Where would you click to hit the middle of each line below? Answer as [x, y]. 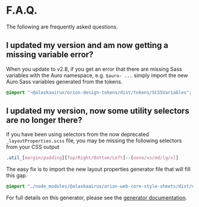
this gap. [17, 176]
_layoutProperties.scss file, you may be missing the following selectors [94, 141]
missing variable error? [50, 55]
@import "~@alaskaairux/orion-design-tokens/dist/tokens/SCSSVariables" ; [99, 93]
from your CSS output [33, 147]
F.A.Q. [22, 10]
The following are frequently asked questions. [62, 27]
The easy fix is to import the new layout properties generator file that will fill [98, 169]
